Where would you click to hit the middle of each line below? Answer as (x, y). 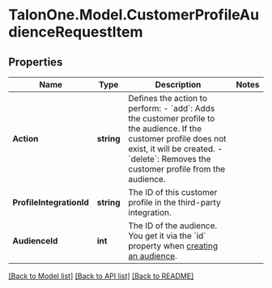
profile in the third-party (174, 202)
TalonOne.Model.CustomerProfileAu (134, 15)
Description (178, 85)
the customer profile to (172, 119)
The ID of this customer (173, 192)
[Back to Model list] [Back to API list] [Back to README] (101, 276)
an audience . (153, 256)
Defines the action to (168, 98)
